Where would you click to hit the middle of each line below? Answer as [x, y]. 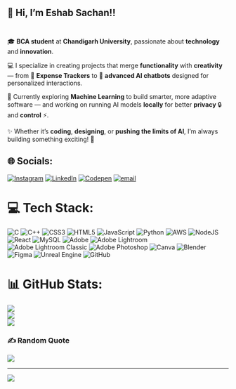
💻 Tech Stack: [51, 207]
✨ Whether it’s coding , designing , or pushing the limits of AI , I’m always [113, 131]
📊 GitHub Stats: [55, 284]
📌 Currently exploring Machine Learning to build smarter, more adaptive [112, 96]
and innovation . [31, 51]
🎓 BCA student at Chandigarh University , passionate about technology [113, 41]
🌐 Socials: [30, 161]
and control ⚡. [28, 115]
